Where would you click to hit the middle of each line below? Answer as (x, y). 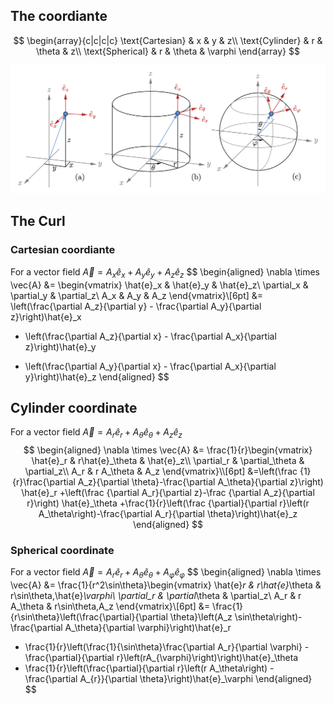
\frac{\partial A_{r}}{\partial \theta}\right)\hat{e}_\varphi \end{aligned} (168, 679)
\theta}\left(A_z (201, 617)
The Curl (38, 221)
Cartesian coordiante (63, 250)
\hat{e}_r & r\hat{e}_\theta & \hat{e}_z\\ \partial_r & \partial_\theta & (168, 461)
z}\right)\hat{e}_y (60, 346)
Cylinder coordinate (74, 407)
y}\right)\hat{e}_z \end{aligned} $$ (97, 376)
